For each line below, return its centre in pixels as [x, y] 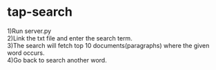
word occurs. [26, 53]
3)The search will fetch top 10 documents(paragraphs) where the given [108, 45]
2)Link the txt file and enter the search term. [70, 38]
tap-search [40, 12]
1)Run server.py [29, 31]
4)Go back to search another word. [57, 60]
